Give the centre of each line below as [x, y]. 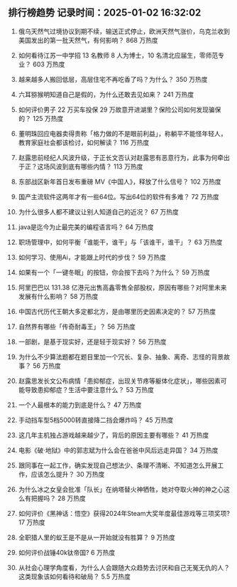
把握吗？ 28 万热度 [58, 498]
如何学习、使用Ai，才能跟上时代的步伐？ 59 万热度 [92, 257]
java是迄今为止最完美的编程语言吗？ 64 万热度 [86, 227]
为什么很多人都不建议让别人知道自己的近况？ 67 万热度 [99, 211]
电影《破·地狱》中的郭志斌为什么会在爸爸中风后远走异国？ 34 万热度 [118, 450]
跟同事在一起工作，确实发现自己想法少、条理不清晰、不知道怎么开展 [118, 465]
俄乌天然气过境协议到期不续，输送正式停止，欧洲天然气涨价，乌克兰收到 [124, 31]
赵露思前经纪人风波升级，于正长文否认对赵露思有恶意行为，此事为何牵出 [124, 157]
